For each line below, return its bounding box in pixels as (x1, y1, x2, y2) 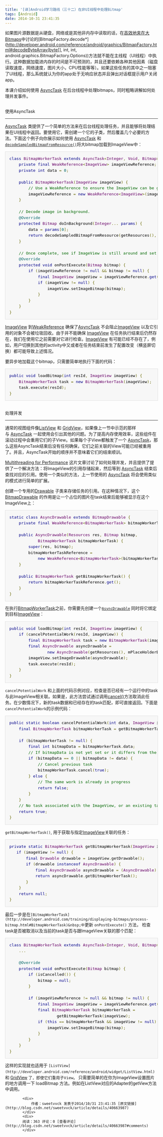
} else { (28, 773, 48, 779)
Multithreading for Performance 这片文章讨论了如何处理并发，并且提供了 (5, 459, 150, 465)
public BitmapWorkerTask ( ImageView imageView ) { (18, 179, 129, 185)
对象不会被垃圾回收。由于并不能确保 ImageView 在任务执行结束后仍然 (13, 330, 153, 336)
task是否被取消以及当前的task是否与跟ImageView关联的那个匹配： (5, 927, 137, 934)
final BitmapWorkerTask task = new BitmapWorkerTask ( (28, 637, 149, 643)
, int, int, (61, 47, 77, 53)
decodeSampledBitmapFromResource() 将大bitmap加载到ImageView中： (5, 141, 142, 147)
